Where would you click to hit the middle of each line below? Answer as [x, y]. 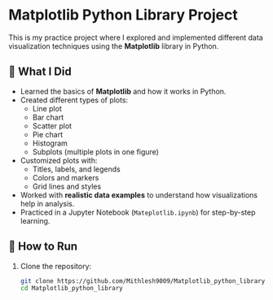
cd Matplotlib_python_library [72, 289]
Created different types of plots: [74, 100]
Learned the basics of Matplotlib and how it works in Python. [123, 91]
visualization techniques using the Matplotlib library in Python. [114, 46]
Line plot [47, 108]
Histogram [50, 143]
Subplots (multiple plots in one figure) [95, 151]
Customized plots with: [59, 160]
